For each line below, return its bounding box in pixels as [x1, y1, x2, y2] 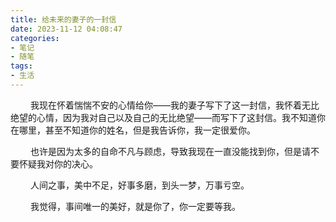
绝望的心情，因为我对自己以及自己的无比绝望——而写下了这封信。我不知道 [10, 111, 317, 123]
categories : [10, 33, 60, 43]
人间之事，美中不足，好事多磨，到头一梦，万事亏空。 [29, 179, 250, 191]
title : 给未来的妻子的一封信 [10, 14, 117, 25]
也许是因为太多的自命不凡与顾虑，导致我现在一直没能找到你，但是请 [29, 145, 311, 157]
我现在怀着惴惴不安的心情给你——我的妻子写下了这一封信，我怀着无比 [29, 99, 320, 111]
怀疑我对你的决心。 [18, 157, 98, 170]
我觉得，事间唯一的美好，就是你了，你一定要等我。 [29, 200, 241, 212]
